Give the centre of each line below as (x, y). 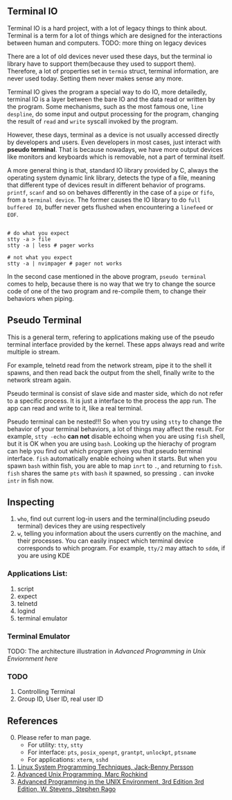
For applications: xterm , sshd (68, 760)
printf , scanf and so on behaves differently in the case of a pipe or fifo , (111, 192)
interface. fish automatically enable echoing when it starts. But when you (112, 458)
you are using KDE (44, 556)
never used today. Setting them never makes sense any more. (95, 78)
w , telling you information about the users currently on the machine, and (119, 534)
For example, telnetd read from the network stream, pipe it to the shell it (110, 365)
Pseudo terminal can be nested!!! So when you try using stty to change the (115, 421)
